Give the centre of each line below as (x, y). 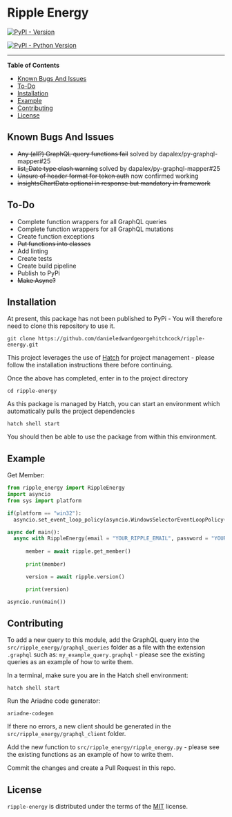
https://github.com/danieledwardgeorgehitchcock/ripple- (122, 339)
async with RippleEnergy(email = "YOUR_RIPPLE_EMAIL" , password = (111, 539)
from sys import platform (44, 501)
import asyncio (29, 495)
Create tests (35, 258)
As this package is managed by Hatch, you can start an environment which (114, 404)
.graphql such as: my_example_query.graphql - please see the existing (106, 654)
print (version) (47, 589)
